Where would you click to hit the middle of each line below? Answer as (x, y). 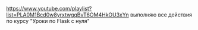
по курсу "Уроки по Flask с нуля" (48, 21)
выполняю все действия (161, 15)
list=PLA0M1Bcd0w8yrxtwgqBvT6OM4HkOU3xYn (67, 15)
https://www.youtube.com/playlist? (49, 9)
